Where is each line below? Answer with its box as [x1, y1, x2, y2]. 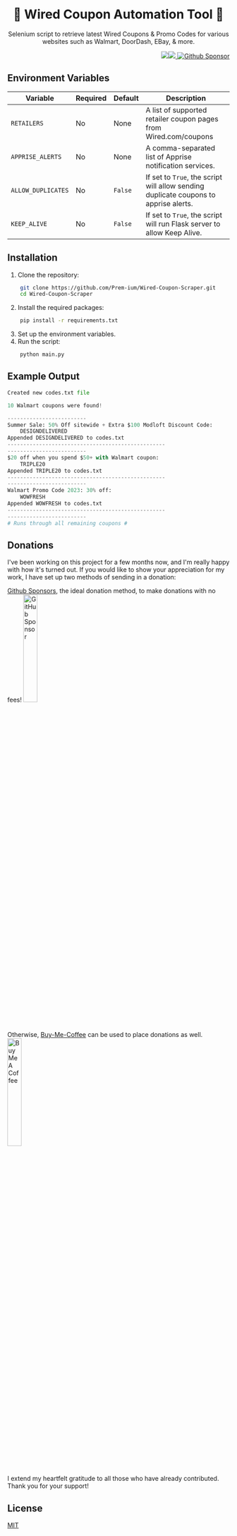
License [7, 1502, 43, 1514]
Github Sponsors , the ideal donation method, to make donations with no [7, 587, 217, 595]
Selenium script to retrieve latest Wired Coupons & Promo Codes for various [8, 30, 229, 38]
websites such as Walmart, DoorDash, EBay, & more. [42, 37, 195, 45]
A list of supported [145, 105, 207, 115]
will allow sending [145, 181, 205, 191]
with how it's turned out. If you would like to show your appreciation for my [7, 565, 225, 574]
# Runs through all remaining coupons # [7, 520, 128, 527]
